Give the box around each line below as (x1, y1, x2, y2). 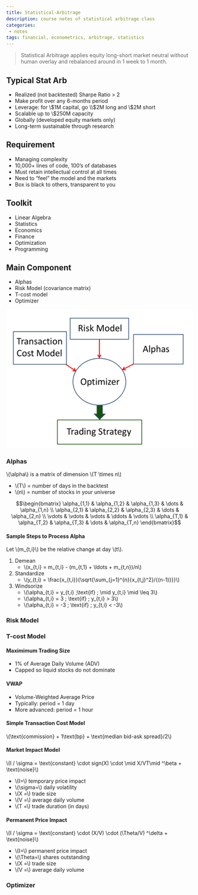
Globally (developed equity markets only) (14, 116, 116, 123)
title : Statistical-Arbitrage (6, 10, 81, 15)
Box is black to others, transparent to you (14, 181, 116, 188)
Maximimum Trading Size (6, 647, 70, 654)
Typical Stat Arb (6, 75, 67, 86)
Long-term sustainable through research (14, 122, 114, 130)
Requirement (6, 140, 55, 150)
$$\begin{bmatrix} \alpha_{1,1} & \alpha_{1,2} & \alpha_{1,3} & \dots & (15, 500, 184, 508)
